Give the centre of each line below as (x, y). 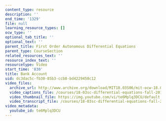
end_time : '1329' (23, 19)
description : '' (22, 14)
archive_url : (23, 88)
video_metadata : (22, 106)
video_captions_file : (32, 92)
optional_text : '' (24, 42)
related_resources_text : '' (34, 56)
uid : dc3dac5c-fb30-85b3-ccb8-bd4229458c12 (51, 79)
